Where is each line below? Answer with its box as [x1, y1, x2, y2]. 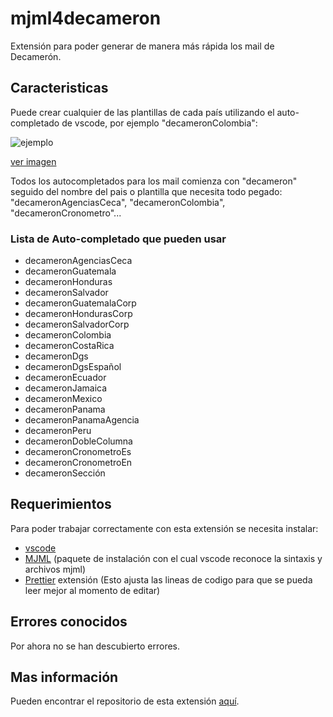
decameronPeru [24, 425, 92, 437]
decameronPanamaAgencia [24, 414, 140, 426]
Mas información [10, 669, 119, 686]
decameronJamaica [24, 382, 108, 394]
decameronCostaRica [24, 340, 115, 352]
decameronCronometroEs [24, 446, 132, 458]
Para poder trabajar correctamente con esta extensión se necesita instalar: [10, 522, 319, 534]
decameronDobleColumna [24, 435, 133, 447]
